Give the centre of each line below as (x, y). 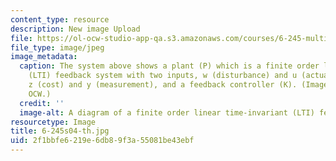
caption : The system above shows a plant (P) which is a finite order (169, 66)
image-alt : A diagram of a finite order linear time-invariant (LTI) (167, 112)
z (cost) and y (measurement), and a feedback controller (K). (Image (178, 85)
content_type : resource (60, 19)
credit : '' (42, 103)
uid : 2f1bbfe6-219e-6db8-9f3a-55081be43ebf (102, 141)
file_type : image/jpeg (57, 47)
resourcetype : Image (53, 122)
